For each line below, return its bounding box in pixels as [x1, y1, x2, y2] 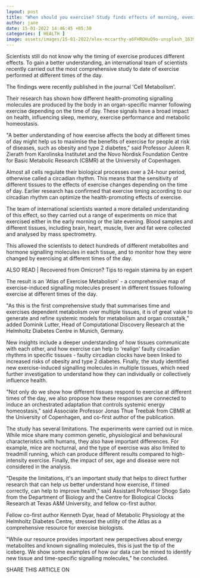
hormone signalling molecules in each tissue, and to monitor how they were [6, 248, 192, 255]
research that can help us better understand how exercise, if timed [6, 481, 170, 488]
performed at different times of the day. [6, 72, 103, 79]
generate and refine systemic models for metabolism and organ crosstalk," [6, 315, 189, 321]
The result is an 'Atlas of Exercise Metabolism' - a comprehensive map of [6, 278, 186, 285]
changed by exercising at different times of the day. [6, 255, 133, 262]
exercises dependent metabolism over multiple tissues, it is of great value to [6, 308, 193, 315]
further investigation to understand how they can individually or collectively [6, 370, 191, 377]
